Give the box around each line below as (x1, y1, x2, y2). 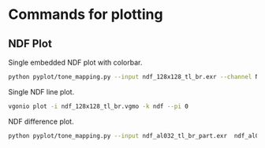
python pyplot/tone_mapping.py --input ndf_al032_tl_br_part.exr (8, 131, 227, 139)
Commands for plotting (8, 6, 163, 24)
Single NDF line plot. (8, 87, 75, 96)
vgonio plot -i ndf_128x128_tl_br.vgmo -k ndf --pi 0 (8, 102, 189, 110)
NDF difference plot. (8, 117, 74, 126)
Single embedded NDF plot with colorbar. (8, 57, 143, 67)
